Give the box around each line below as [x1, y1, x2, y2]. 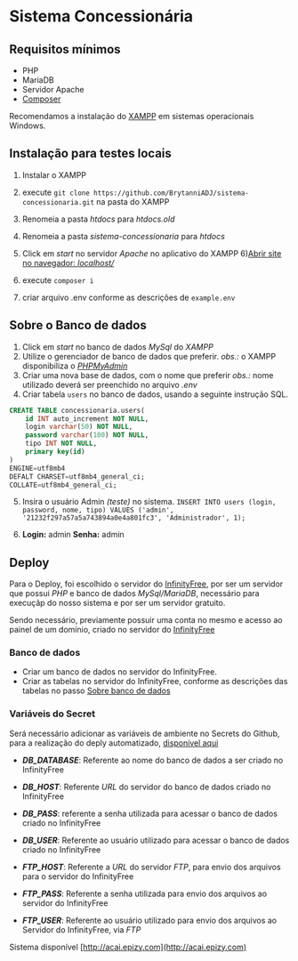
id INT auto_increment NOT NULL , [25, 414, 149, 424]
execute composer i [21, 274, 94, 286]
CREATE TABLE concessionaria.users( [9, 406, 145, 415]
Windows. [9, 120, 46, 131]
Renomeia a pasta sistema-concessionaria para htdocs [21, 230, 225, 241]
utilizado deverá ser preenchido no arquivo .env [21, 379, 197, 390]
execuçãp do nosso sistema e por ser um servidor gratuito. [9, 598, 226, 609]
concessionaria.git [21, 198, 95, 206]
